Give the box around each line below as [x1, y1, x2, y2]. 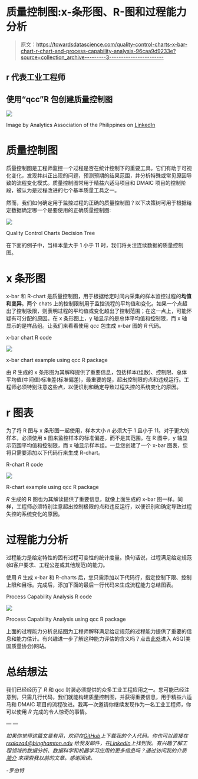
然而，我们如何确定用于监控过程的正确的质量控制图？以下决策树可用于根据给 [6, 199, 192, 207]
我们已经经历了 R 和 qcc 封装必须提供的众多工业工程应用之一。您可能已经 [6, 686, 184, 693]
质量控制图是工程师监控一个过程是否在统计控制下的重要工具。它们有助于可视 [6, 165, 192, 172]
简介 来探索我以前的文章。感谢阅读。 [6, 754, 95, 761]
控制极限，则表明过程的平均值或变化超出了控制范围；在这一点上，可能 [16, 308, 187, 315]
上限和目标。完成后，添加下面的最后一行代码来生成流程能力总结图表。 [6, 581, 177, 588]
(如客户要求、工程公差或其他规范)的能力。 [6, 561, 108, 568]
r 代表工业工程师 [6, 72, 66, 83]
